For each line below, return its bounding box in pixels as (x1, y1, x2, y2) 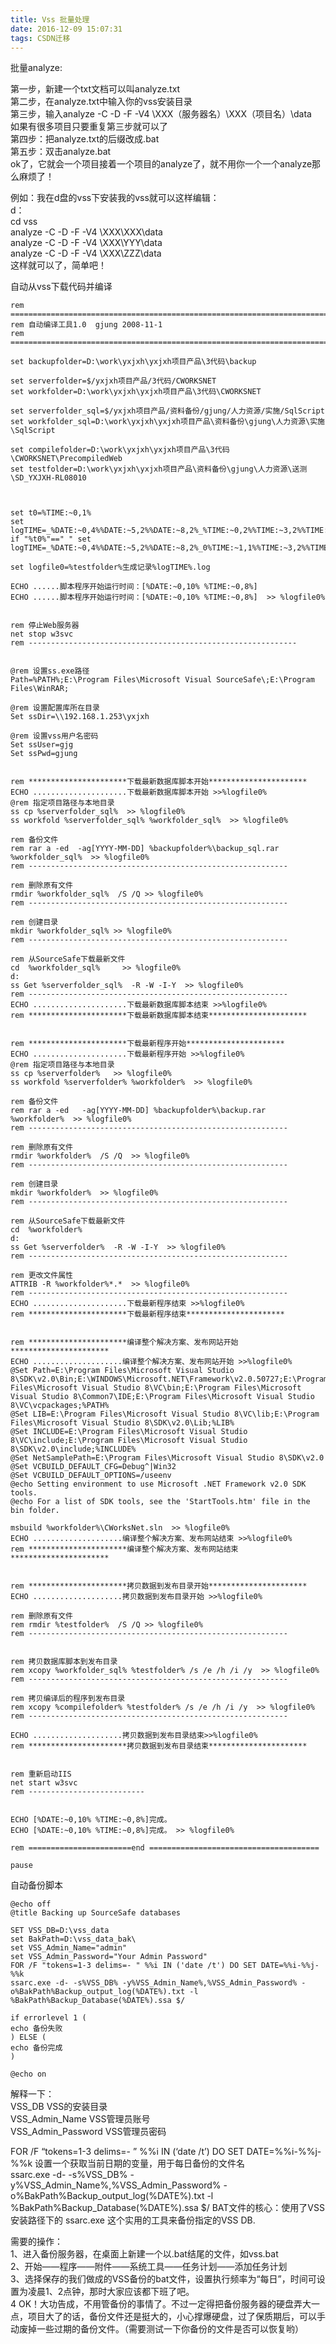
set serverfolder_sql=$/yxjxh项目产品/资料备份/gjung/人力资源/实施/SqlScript (10, 406, 325, 416)
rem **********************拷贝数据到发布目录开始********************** (10, 1581, 308, 1591)
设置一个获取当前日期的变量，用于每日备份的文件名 (34, 2157, 246, 2170)
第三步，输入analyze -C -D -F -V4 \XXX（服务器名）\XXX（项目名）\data (10, 108, 312, 120)
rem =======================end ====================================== (10, 1843, 320, 1853)
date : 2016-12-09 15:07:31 (10, 24, 123, 34)
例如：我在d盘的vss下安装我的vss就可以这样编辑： (10, 192, 220, 204)
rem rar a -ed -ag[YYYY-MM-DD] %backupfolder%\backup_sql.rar (10, 844, 280, 854)
